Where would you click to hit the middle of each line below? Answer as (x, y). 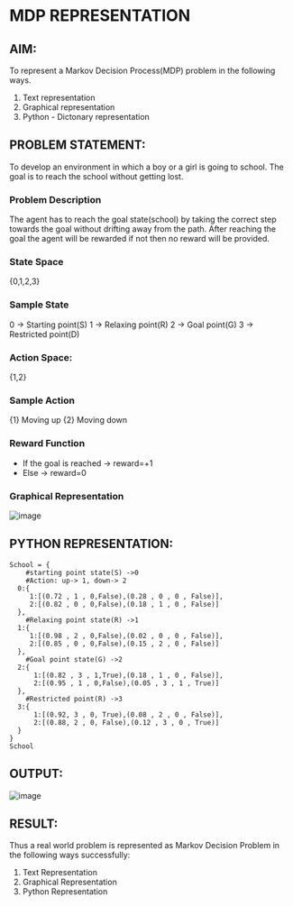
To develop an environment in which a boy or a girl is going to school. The (146, 167)
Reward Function (47, 444)
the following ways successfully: (70, 855)
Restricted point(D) (45, 334)
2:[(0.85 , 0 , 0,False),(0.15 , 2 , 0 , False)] (124, 644)
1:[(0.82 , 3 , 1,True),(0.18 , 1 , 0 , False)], (128, 675)
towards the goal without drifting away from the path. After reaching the (143, 229)
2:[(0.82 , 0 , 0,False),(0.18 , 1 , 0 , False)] (124, 604)
